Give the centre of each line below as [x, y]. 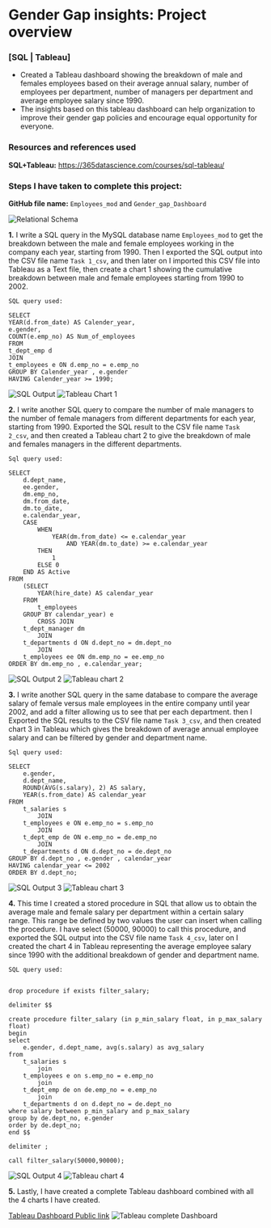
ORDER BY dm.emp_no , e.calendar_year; [76, 665]
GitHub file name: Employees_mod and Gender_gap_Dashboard [108, 204]
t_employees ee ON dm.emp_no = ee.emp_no [93, 657]
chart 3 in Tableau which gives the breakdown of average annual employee [133, 729]
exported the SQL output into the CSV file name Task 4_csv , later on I [123, 938]
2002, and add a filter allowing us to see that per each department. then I [130, 712]
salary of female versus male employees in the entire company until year [129, 703]
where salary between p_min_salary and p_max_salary [99, 1112]
